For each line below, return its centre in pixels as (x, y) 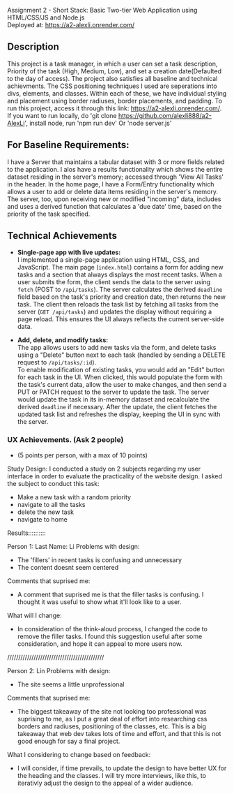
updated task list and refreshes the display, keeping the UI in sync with (119, 414)
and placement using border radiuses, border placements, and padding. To (115, 101)
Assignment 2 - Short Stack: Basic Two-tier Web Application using (102, 10)
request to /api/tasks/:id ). (57, 362)
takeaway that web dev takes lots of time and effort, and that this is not (119, 733)
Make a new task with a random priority (74, 497)
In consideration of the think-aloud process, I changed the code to (112, 628)
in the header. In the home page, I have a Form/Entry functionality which (111, 184)
